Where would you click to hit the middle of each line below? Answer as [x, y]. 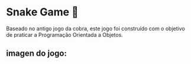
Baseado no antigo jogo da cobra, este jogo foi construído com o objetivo [96, 28]
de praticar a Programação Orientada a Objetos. [64, 34]
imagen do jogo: [36, 54]
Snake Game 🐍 [42, 12]
